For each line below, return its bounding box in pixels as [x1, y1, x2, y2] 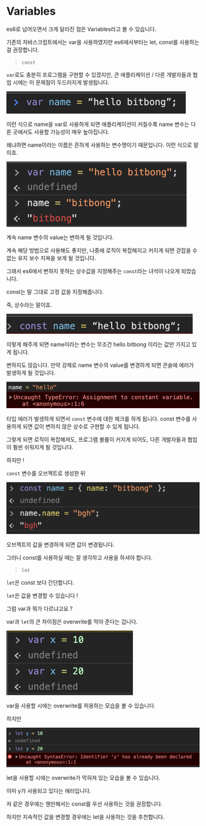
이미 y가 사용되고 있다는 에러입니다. [6, 787, 91, 795]
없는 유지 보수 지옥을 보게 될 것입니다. [6, 254, 96, 261]
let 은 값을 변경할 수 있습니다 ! [6, 592, 78, 600]
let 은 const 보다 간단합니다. [6, 579, 75, 587]
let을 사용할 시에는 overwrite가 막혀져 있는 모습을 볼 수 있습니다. [6, 774, 161, 782]
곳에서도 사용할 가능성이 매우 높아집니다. [12, 128, 110, 136]
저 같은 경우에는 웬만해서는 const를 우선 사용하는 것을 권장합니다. [6, 800, 163, 808]
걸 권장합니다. [6, 46, 40, 53]
